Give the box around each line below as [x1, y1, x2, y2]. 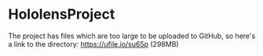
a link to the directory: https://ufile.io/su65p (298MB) [8, 39, 179, 48]
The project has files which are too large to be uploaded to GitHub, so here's [8, 31, 256, 40]
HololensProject [8, 5, 115, 23]
